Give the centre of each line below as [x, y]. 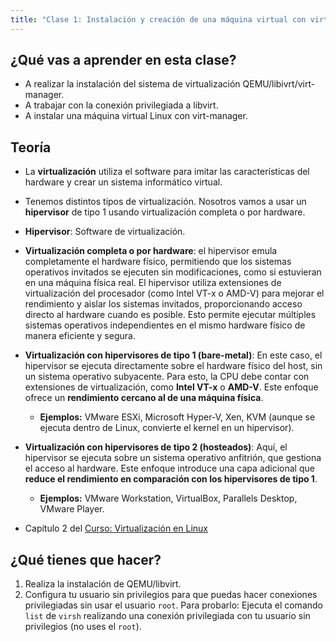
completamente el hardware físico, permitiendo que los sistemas [158, 262]
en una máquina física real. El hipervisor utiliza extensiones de [153, 283]
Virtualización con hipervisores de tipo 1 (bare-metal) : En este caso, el [173, 355]
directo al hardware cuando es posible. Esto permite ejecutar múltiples [170, 315]
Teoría [31, 147]
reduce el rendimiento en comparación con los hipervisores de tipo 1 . [171, 479]
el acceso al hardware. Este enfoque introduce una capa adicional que [169, 468]
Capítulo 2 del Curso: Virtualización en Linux [116, 528]
